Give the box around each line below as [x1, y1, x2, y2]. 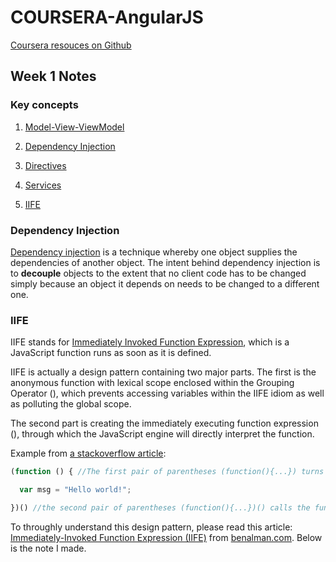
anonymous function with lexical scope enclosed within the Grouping [10, 377, 295, 389]
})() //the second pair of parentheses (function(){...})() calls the [10, 502, 311, 513]
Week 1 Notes [10, 68, 97, 85]
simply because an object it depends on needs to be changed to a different [10, 277, 320, 290]
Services [24, 179, 62, 191]
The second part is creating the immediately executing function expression [10, 417, 319, 430]
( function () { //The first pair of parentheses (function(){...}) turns [10, 467, 325, 477]
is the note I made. [10, 542, 87, 554]
